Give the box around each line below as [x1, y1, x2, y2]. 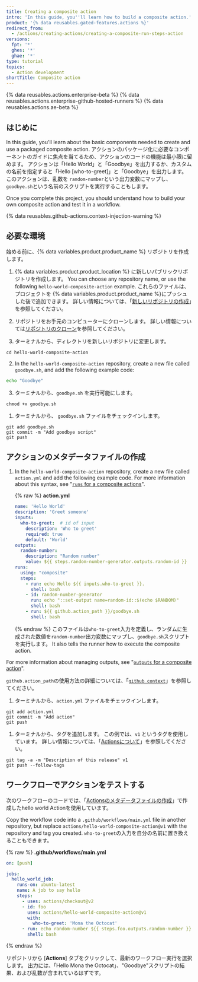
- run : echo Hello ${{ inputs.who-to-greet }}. [25, 581, 145, 587]
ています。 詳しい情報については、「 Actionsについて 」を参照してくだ [14, 738, 181, 745]
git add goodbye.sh [6, 424, 54, 430]
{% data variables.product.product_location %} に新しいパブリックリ [14, 268, 183, 275]
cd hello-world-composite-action [6, 349, 89, 355]
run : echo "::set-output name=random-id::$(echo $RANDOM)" [30, 598, 179, 603]
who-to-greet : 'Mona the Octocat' [32, 920, 118, 926]
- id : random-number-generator [25, 592, 103, 598]
